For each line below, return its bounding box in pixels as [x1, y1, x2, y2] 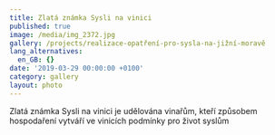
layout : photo [9, 81, 64, 90]
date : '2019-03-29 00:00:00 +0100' [9, 64, 144, 73]
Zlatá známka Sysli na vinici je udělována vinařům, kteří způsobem [9, 105, 258, 116]
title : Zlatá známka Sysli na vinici [9, 13, 152, 23]
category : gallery [9, 72, 79, 82]
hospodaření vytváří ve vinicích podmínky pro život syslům [9, 115, 230, 126]
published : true [9, 22, 71, 31]
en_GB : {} [17, 55, 54, 64]
